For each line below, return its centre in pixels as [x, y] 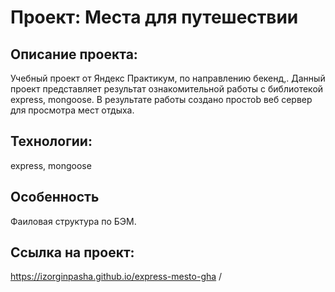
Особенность [55, 197]
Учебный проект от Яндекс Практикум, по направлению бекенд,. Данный [168, 78]
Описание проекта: [74, 54]
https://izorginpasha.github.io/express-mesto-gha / [116, 277]
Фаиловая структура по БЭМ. [73, 221]
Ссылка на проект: [72, 252]
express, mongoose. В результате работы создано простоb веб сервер [161, 99]
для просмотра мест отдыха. [72, 110]
